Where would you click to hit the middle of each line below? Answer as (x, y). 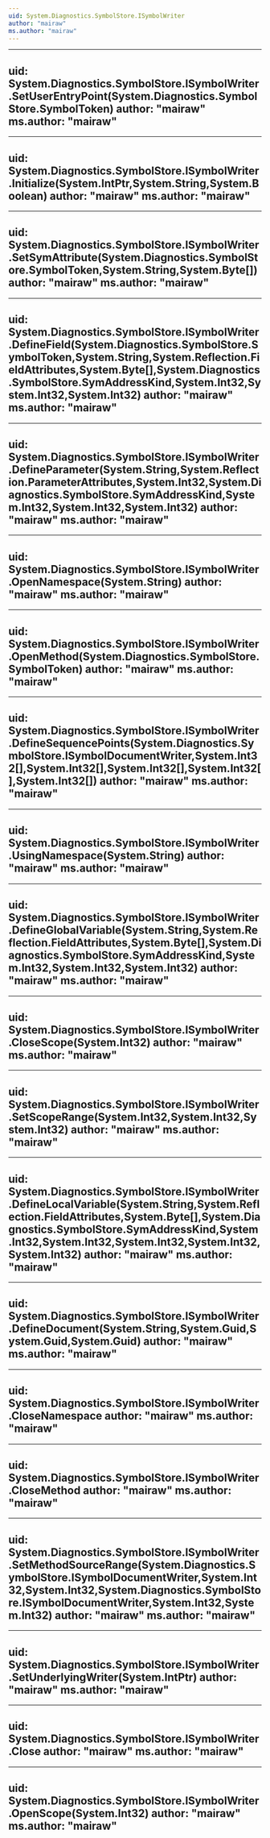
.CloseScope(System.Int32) (80, 1042)
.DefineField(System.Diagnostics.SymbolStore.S (133, 345)
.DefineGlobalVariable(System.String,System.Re (133, 931)
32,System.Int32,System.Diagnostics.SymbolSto (135, 1590)
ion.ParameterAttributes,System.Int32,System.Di (135, 482)
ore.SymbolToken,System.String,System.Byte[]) (133, 270)
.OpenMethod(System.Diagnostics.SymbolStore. (134, 657)
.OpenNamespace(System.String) (95, 582)
